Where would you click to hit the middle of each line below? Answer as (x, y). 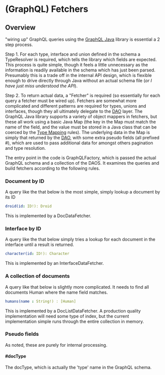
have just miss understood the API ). (41, 86)
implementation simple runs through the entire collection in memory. (75, 321)
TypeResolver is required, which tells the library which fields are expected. (81, 60)
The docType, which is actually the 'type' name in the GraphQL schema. (78, 368)
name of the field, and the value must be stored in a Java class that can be (81, 127)
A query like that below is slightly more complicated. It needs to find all (77, 287)
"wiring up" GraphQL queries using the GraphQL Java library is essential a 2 (82, 39)
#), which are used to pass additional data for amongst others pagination (79, 143)
